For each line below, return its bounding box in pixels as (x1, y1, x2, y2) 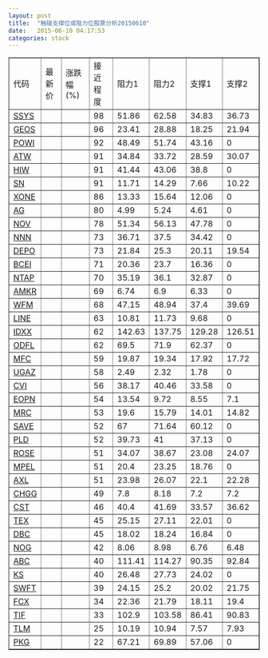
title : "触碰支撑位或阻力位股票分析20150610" (8, 19, 150, 27)
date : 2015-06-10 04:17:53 (8, 26, 105, 34)
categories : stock (8, 34, 69, 42)
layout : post (8, 11, 52, 20)
